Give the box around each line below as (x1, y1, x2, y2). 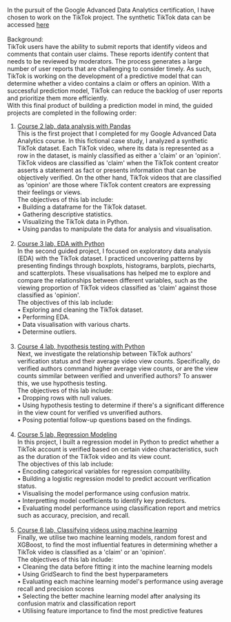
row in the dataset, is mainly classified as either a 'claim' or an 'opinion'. (17, 151, 221, 160)
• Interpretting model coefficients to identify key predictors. (17, 497, 187, 505)
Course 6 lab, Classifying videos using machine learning (17, 526, 178, 534)
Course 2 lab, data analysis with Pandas (17, 122, 131, 130)
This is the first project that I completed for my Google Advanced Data (17, 129, 217, 138)
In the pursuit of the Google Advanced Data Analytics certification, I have (7, 6, 215, 14)
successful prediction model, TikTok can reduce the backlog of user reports (7, 86, 223, 95)
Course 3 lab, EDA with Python (17, 240, 105, 247)
